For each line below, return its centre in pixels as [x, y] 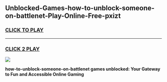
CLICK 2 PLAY [22, 49]
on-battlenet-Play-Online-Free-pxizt [63, 16]
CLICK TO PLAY [24, 30]
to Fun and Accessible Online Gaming [45, 74]
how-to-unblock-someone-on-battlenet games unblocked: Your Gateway [83, 69]
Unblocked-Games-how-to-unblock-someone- [80, 8]
